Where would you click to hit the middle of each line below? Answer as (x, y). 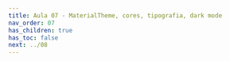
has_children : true (41, 30)
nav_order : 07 (32, 23)
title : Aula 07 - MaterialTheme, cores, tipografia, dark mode (115, 15)
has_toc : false (33, 38)
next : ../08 (28, 45)
